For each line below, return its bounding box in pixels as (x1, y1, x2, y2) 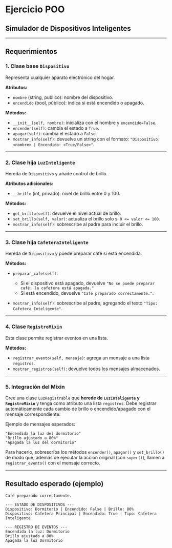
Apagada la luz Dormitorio (5, 538, 63, 543)
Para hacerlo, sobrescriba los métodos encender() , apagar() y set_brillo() (5, 449, 165, 455)
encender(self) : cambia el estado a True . (12, 125, 99, 131)
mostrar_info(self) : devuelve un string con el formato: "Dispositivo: (12, 136, 160, 142)
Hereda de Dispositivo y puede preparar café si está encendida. (5, 250, 142, 257)
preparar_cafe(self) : (12, 270, 58, 276)
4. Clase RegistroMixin (5, 323, 62, 330)
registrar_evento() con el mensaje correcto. (5, 460, 101, 466)
